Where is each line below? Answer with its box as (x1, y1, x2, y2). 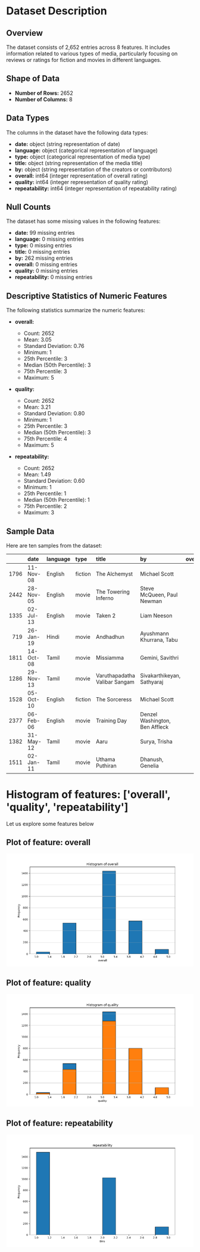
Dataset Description (6, 4, 107, 18)
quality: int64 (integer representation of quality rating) (14, 178, 149, 185)
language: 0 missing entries (14, 235, 85, 243)
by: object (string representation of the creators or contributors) (14, 166, 173, 173)
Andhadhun (96, 633, 125, 640)
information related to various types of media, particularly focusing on (6, 50, 178, 57)
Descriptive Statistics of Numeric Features (6, 291, 168, 301)
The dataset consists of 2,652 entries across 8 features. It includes (6, 44, 171, 51)
